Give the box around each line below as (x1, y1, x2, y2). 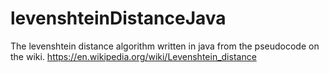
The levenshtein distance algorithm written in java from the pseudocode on (10, 40, 320, 52)
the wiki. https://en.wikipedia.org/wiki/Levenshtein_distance (10, 50, 257, 62)
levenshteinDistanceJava (10, 7, 227, 30)
